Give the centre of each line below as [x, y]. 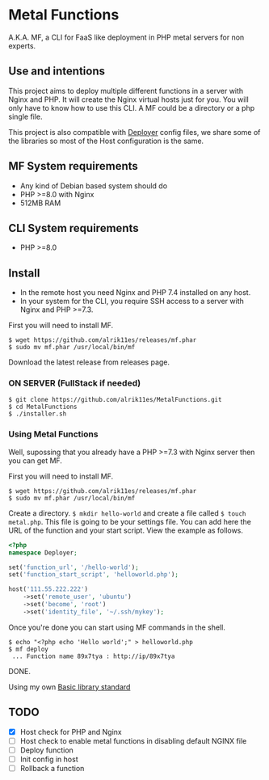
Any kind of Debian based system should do [94, 186]
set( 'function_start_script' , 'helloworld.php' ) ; [94, 575]
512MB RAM [40, 203]
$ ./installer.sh [38, 414]
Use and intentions [57, 72]
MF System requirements [74, 166]
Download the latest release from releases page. [89, 362]
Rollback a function [52, 768]
